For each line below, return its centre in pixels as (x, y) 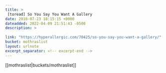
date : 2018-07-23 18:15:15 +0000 (40, 19)
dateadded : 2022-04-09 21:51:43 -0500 (45, 23)
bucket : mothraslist (27, 42)
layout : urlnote (22, 46)
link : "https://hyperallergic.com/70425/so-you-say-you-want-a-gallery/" (83, 37)
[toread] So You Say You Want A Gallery (50, 14)
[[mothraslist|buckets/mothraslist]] (41, 65)
